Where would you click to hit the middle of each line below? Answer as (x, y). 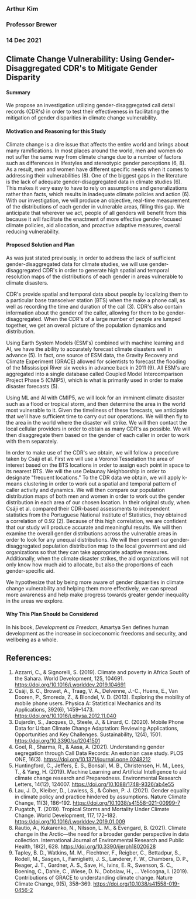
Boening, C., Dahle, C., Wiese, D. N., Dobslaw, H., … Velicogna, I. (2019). (102, 871)
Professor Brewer (32, 24)
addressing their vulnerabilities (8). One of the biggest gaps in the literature (97, 175)
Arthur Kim (22, 9)
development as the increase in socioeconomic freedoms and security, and (97, 633)
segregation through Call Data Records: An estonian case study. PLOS (99, 753)
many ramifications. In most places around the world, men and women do (95, 151)
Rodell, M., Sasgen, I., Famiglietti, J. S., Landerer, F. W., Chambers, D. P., (102, 859)
